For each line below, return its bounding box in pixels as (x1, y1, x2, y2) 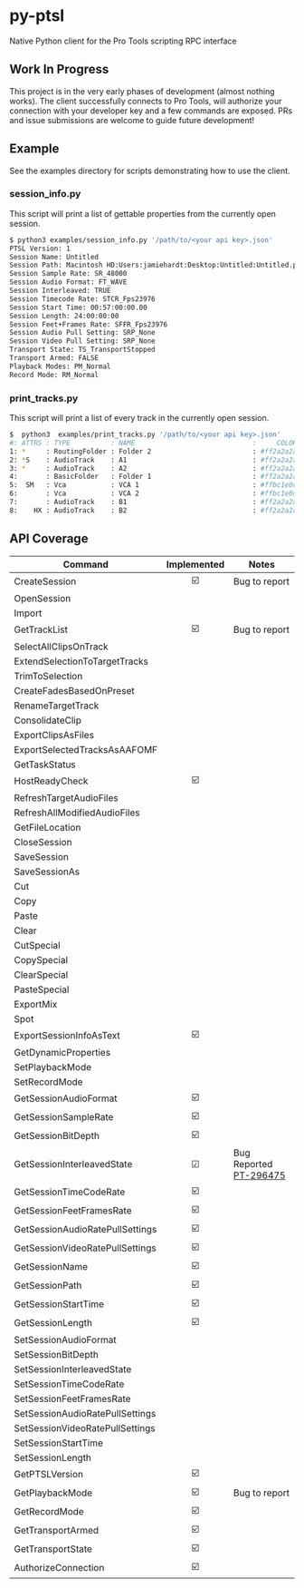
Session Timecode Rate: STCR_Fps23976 (9, 294, 156, 304)
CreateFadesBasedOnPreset (14, 684, 135, 697)
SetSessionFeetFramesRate (14, 1392, 131, 1405)
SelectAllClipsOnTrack (14, 640, 109, 653)
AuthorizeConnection (14, 1562, 105, 1574)
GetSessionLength (14, 1317, 93, 1330)
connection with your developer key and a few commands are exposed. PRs (9, 105, 293, 116)
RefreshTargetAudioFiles (14, 791, 119, 804)
